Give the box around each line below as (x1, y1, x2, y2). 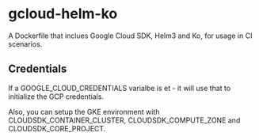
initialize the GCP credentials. (8, 92, 105, 101)
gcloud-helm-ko (8, 5, 118, 23)
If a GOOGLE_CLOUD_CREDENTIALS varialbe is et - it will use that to (8, 83, 231, 93)
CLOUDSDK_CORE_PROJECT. (8, 123, 106, 133)
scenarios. (8, 39, 43, 48)
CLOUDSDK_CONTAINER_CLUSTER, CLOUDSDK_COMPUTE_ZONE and (8, 115, 241, 125)
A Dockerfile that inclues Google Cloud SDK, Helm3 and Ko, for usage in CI (8, 31, 253, 40)
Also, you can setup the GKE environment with (8, 107, 160, 116)
